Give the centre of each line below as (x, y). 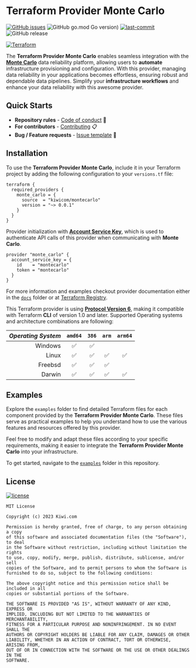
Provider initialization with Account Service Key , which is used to (85, 231)
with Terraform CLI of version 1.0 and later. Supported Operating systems (94, 315)
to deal (16, 542)
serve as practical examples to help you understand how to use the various (97, 421)
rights (14, 553)
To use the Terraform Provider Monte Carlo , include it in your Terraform (93, 167)
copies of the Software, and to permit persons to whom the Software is (97, 568)
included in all (26, 589)
